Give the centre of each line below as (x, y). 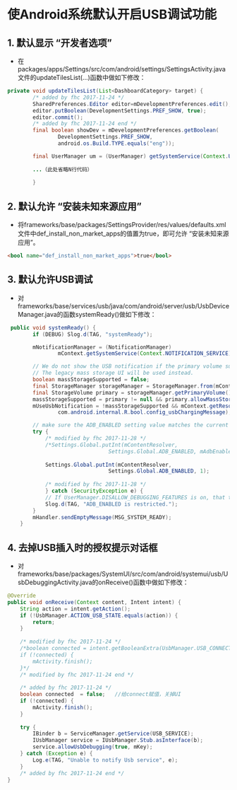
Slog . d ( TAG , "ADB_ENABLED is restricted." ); (111, 504)
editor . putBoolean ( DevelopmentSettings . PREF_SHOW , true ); (120, 110)
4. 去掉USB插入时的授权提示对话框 (83, 548)
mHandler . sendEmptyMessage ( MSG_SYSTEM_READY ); (102, 517)
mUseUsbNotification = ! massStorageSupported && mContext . (121, 406)
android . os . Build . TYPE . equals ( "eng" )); (116, 144)
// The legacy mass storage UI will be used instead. (113, 373)
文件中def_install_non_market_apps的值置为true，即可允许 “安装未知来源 (123, 233)
